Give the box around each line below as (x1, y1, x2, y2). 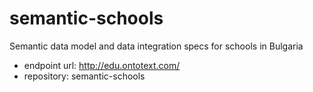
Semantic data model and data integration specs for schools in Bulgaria (9, 40, 304, 52)
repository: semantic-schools (23, 70, 146, 82)
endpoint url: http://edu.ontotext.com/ (23, 59, 181, 71)
